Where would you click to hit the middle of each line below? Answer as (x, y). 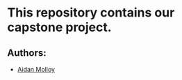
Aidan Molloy (36, 69)
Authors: (27, 53)
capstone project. (60, 27)
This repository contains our (91, 13)
